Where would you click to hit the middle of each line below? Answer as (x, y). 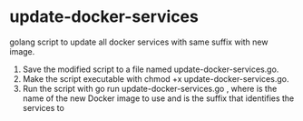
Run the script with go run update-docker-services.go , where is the (150, 88)
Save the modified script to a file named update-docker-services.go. (151, 69)
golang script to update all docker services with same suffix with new (139, 42)
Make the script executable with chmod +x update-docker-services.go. (156, 78)
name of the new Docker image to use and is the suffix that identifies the (158, 98)
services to (44, 107)
